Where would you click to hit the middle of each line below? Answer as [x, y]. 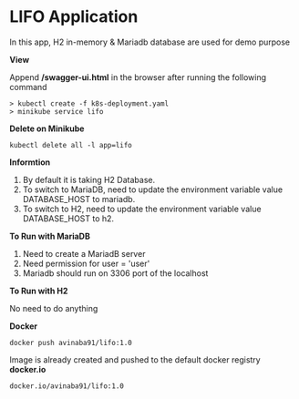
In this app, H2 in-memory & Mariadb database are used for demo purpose [149, 42]
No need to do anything [54, 308]
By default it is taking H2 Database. [89, 179]
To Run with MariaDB [50, 236]
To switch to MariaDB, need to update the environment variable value [153, 189]
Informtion [30, 162]
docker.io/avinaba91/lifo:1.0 [67, 386]
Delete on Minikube [47, 128]
